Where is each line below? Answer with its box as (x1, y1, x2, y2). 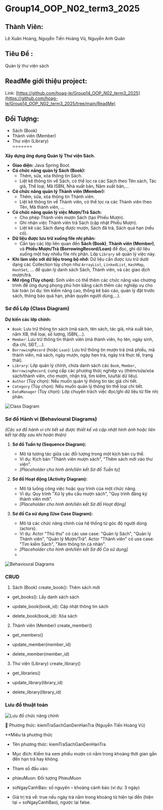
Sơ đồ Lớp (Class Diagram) (5, 305, 70, 312)
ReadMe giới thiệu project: (5, 77, 87, 85)
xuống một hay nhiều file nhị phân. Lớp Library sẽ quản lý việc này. (19, 251, 156, 257)
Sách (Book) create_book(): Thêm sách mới (12, 585, 100, 590)
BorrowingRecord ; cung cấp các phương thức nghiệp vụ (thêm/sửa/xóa (12, 367, 154, 373)
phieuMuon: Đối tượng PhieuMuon (12, 775, 82, 781)
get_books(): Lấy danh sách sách (12, 594, 79, 600)
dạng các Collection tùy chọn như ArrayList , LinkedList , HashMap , (12, 261, 145, 268)
